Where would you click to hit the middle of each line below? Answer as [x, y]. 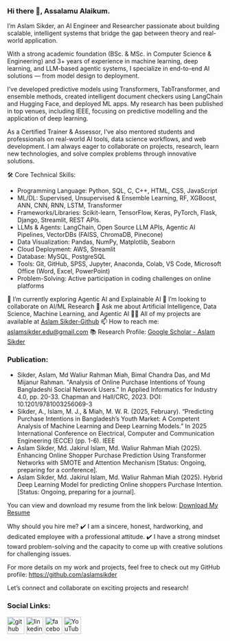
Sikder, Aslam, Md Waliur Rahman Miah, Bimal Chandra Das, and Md [114, 375]
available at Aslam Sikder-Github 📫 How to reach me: [83, 322]
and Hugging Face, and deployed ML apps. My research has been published [115, 104]
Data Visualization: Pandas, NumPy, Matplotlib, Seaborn [96, 242]
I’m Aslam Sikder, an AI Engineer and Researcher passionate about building [113, 26]
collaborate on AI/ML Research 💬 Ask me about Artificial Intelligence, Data [112, 306]
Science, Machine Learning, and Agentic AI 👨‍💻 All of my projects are [104, 314]
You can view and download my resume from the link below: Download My [113, 505]
